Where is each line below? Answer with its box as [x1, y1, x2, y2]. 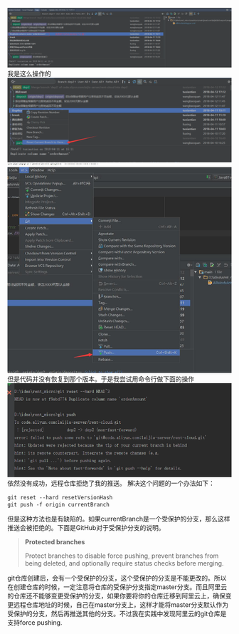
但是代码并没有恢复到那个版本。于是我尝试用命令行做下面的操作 [7, 375, 194, 383]
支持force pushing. [7, 618, 63, 627]
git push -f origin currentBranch [7, 501, 110, 508]
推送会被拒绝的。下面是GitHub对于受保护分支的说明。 [7, 523, 165, 531]
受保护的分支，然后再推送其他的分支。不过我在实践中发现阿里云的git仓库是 [7, 609, 227, 618]
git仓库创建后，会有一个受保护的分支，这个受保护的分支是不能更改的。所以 [7, 573, 227, 582]
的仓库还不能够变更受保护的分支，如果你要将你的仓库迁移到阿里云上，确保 [7, 591, 225, 600]
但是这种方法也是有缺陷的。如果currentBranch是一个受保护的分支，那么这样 [7, 514, 230, 523]
